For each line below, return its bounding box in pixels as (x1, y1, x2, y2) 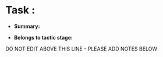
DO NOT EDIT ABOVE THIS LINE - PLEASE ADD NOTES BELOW (5, 45, 158, 52)
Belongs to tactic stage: (13, 34, 73, 41)
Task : (5, 3, 36, 17)
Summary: (13, 23, 40, 30)
